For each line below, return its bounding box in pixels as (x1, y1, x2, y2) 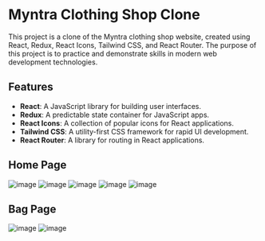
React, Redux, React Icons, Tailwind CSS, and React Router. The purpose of (8, 40, 257, 49)
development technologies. (8, 57, 98, 67)
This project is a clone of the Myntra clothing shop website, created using (8, 32, 251, 41)
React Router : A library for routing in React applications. (19, 135, 205, 145)
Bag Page (8, 202, 57, 216)
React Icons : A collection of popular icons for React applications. (19, 118, 234, 128)
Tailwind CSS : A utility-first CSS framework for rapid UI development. (19, 126, 249, 136)
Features (8, 80, 53, 94)
